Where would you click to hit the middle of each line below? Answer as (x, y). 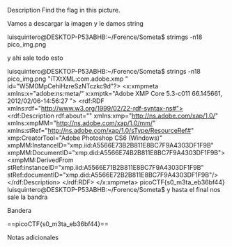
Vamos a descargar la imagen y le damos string (76, 23)
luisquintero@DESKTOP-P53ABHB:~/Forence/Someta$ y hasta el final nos (114, 190)
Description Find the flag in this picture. (64, 10)
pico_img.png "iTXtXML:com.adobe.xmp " (68, 79)
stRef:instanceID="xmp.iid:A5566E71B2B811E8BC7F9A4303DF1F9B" (106, 167)
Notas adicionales (33, 237)
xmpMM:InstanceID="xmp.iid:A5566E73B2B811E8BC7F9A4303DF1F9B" (110, 145)
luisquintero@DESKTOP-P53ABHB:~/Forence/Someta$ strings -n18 (104, 71)
